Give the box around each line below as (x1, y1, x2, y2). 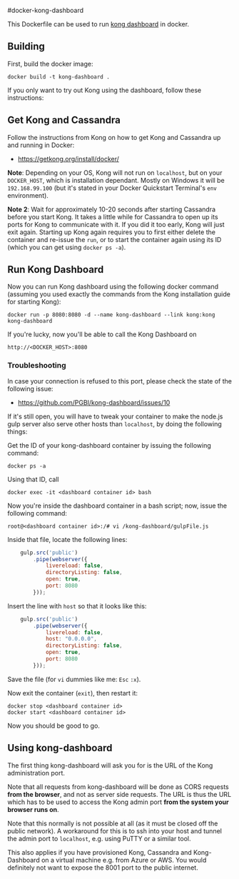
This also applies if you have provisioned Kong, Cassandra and (7, 848, 193, 856)
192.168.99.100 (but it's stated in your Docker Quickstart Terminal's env (7, 184, 218, 192)
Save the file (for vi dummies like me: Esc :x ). (7, 675, 141, 683)
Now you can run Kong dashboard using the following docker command (7, 282, 219, 291)
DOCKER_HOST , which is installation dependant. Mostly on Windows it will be (7, 176, 225, 184)
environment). (7, 191, 49, 199)
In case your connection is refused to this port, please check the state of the (7, 376, 233, 385)
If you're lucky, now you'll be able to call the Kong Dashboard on (7, 330, 197, 338)
